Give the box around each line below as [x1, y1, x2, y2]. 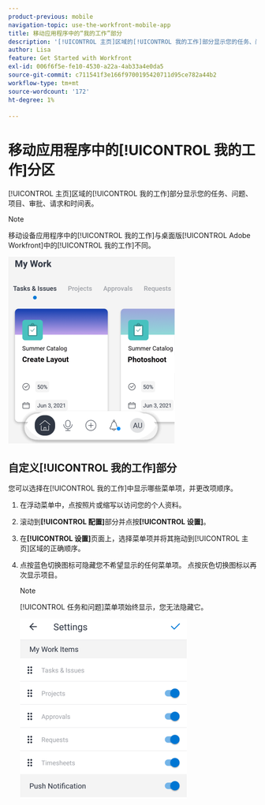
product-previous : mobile [8, 13, 93, 20]
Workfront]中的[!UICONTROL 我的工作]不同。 [8, 240, 155, 250]
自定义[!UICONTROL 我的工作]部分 [8, 461, 177, 475]
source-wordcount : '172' [8, 88, 90, 95]
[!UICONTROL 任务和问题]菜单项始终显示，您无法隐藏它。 [19, 602, 208, 611]
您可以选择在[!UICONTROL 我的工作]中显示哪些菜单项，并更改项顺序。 [8, 483, 238, 493]
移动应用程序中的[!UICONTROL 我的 [8, 142, 242, 159]
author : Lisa [8, 46, 51, 54]
